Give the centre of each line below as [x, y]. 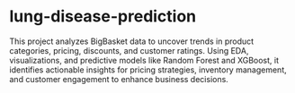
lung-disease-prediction [103, 17]
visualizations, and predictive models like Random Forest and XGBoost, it [144, 60]
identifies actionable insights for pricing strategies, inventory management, [148, 70]
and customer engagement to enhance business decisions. [119, 79]
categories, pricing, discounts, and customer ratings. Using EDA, [129, 50]
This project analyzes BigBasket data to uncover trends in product [132, 41]
